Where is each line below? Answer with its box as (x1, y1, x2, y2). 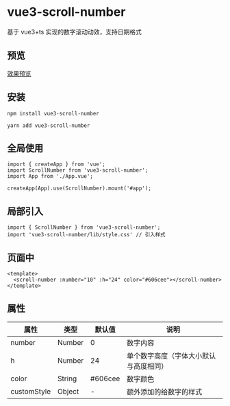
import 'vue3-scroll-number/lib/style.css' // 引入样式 (7, 232, 166, 238)
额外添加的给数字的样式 (126, 387, 203, 396)
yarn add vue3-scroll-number (7, 122, 90, 129)
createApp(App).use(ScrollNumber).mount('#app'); (7, 185, 152, 192)
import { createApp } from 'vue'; (7, 161, 106, 168)
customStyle (10, 386, 51, 396)
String (57, 374, 77, 383)
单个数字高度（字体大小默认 (126, 351, 216, 361)
